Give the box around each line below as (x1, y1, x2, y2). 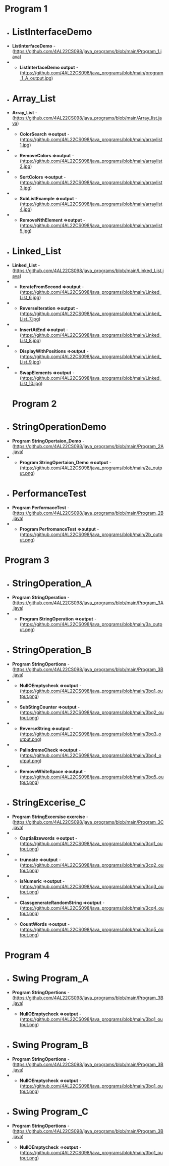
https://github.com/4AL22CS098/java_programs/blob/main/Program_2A (14, 443, 164, 450)
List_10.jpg (19, 380, 41, 386)
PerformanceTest (12, 488, 87, 500)
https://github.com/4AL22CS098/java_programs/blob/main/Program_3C (14, 819, 164, 825)
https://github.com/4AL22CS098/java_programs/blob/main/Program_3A (14, 600, 164, 606)
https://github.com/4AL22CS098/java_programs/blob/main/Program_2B (14, 510, 164, 516)
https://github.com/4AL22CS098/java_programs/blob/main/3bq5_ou (21, 774, 164, 780)
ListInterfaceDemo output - (19, 64, 79, 71)
